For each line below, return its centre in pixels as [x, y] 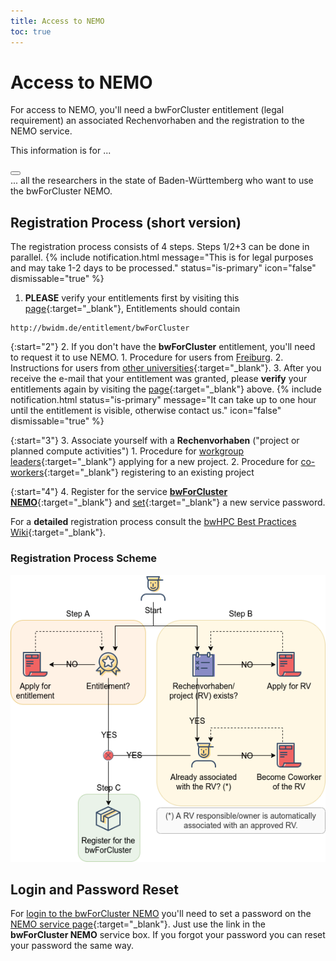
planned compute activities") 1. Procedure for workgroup [127, 451]
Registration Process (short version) [126, 222]
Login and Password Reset [94, 890]
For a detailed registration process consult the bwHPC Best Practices [153, 522]
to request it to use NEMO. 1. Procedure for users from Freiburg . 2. [147, 357]
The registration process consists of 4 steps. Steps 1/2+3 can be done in [160, 247]
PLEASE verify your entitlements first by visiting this [132, 298]
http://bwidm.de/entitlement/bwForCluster [100, 328]
